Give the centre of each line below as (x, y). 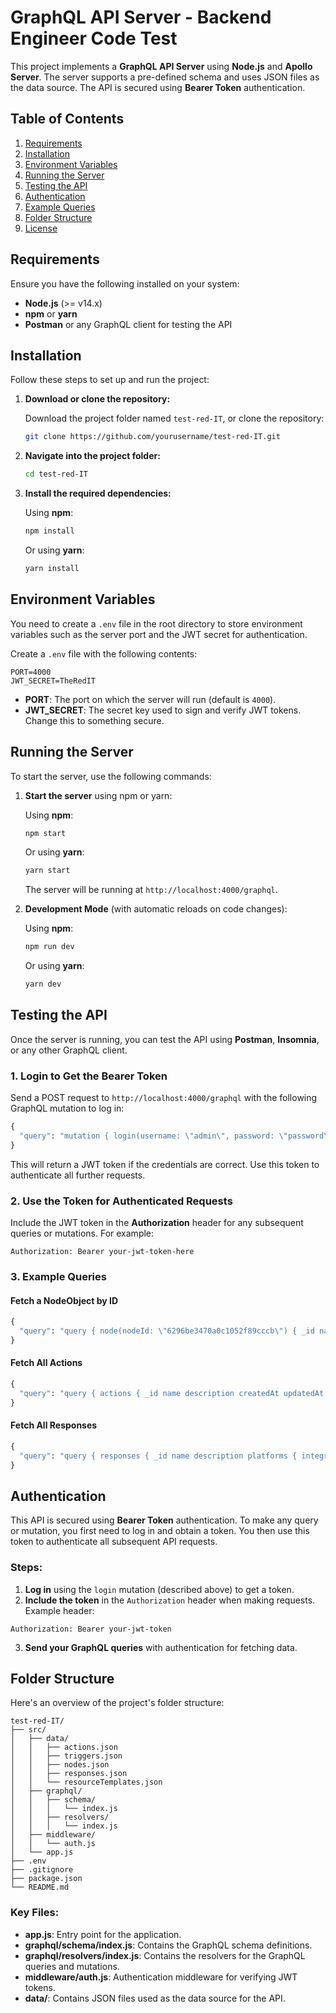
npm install (49, 531)
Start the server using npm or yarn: (98, 795)
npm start (45, 833)
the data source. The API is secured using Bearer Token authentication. (158, 87)
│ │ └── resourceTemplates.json (86, 1782)
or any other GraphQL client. (69, 1050)
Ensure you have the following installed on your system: (125, 283)
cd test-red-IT (56, 474)
